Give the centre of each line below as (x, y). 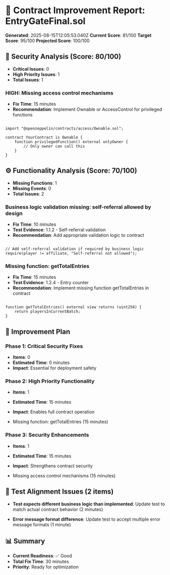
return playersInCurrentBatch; (47, 312)
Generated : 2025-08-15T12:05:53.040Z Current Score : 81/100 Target (78, 35)
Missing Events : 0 (32, 188)
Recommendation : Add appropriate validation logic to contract (78, 235)
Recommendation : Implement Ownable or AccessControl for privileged (87, 109)
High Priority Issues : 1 (36, 74)
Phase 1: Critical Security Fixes (44, 346)
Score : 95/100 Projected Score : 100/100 (47, 41)
